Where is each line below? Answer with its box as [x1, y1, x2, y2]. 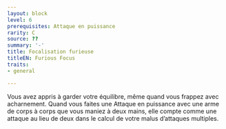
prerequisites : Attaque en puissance [7, 23, 116, 30]
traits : [7, 61, 30, 68]
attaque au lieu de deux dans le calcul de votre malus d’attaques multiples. [7, 114, 219, 122]
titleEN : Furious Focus [7, 55, 76, 62]
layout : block [7, 10, 48, 17]
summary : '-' [7, 42, 45, 49]
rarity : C [7, 29, 36, 36]
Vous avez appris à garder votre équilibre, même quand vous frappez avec [7, 92, 219, 100]
